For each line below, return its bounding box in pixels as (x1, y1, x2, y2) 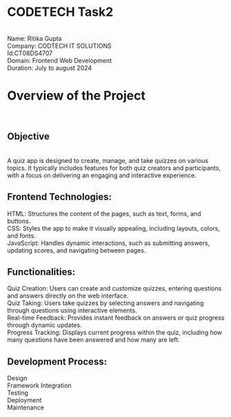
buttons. (7, 217, 31, 225)
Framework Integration (7, 381, 72, 390)
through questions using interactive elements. (7, 307, 137, 315)
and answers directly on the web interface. (7, 291, 129, 300)
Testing (7, 389, 29, 397)
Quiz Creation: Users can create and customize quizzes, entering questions (7, 284, 222, 293)
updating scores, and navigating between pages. (7, 246, 146, 254)
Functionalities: (7, 266, 76, 278)
